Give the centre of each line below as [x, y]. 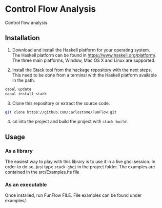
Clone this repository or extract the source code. [61, 103]
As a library [19, 151]
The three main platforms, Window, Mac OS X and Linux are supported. [84, 60]
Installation [22, 38]
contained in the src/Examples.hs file [42, 172]
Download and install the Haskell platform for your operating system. [81, 50]
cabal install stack [26, 94]
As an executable [26, 184]
